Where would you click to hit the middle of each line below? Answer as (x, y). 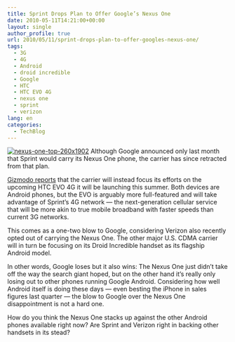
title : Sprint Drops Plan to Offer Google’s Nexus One (89, 14)
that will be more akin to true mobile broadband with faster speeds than (110, 210)
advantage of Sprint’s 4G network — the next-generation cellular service (112, 202)
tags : (15, 46)
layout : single (29, 27)
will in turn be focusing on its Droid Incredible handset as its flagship (106, 246)
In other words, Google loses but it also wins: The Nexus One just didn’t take (117, 267)
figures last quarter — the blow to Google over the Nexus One (96, 296)
